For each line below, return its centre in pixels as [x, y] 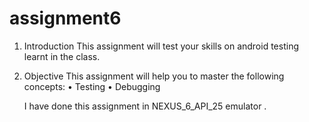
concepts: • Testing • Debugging [92, 86]
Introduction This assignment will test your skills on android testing [161, 46]
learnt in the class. [62, 56]
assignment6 [65, 18]
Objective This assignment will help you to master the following [154, 76]
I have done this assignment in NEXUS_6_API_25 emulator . [145, 106]
